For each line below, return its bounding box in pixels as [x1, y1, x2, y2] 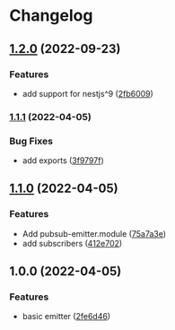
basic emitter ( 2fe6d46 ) [22, 311, 110, 322]
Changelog [9, 5, 93, 26]
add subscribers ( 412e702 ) [22, 238, 123, 248]
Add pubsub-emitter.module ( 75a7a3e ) [22, 228, 167, 239]
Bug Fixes [9, 135, 54, 147]
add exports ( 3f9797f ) [22, 155, 105, 166]
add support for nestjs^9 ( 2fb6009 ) [22, 88, 154, 99]
